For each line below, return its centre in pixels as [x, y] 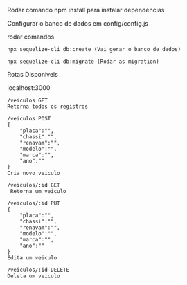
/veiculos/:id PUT [34, 203]
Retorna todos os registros [48, 107]
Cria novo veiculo [34, 173]
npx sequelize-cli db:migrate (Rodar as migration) [83, 62]
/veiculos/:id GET [34, 185]
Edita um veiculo [32, 258]
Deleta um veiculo [34, 276]
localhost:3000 [29, 88]
